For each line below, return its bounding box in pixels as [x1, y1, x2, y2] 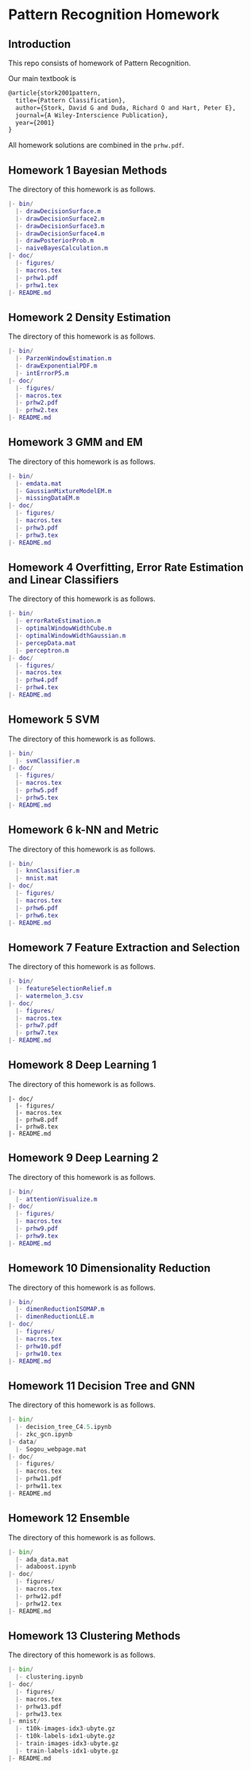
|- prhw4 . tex [15, 684, 59, 692]
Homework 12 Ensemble [8, 1512, 130, 1525]
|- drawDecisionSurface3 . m [15, 222, 105, 230]
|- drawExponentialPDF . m [15, 362, 98, 370]
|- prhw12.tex [15, 1600, 62, 1608]
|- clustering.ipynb [15, 1673, 83, 1681]
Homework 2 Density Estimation [8, 310, 172, 324]
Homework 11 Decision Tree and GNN [8, 1379, 195, 1392]
